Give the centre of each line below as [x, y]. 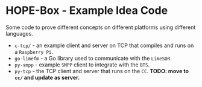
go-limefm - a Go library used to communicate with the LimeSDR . [93, 58]
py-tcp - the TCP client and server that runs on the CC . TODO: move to [102, 71]
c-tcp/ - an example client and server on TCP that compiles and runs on [104, 45]
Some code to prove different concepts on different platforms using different [101, 27]
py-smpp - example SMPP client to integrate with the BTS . [82, 65]
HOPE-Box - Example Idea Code [87, 11]
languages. [20, 33]
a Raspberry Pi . [34, 51]
